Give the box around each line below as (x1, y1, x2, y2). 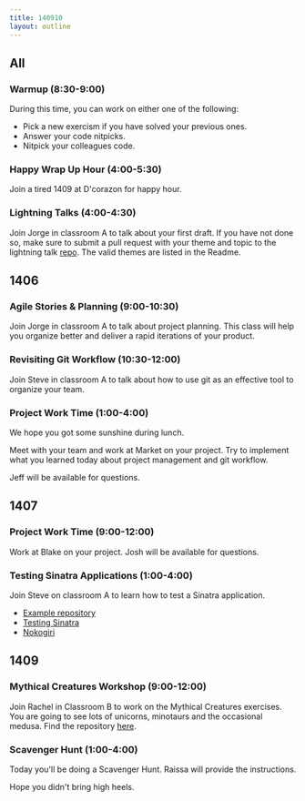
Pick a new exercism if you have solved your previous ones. (22, 121, 248, 132)
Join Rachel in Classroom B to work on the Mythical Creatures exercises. (9, 701, 282, 712)
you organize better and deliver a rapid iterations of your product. (9, 330, 255, 341)
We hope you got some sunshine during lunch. (9, 427, 185, 438)
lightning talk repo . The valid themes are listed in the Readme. (9, 247, 241, 258)
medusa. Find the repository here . (9, 720, 137, 731)
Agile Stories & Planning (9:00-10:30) (9, 300, 179, 313)
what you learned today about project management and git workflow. (9, 454, 269, 465)
